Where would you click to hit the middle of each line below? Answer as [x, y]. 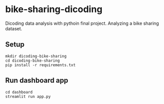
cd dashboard [19, 92]
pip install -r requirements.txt [40, 65]
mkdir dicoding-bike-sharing [36, 56]
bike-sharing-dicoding [54, 9]
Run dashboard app [37, 81]
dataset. [14, 28]
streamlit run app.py [28, 96]
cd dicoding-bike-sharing [32, 61]
